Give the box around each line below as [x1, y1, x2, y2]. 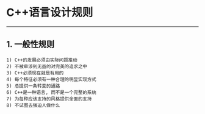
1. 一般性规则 [6, 39, 55, 49]
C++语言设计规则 [6, 5, 93, 20]
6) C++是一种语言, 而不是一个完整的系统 [6, 89, 96, 95]
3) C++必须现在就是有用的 [6, 69, 64, 76]
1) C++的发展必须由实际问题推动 [6, 57, 77, 63]
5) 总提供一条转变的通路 [6, 83, 60, 89]
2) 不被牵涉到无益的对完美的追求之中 [6, 63, 87, 69]
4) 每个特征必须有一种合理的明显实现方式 [6, 76, 96, 82]
